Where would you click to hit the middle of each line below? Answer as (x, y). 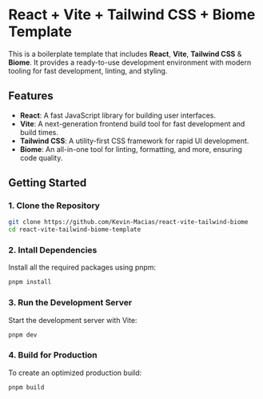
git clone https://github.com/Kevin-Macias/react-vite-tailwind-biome (128, 222)
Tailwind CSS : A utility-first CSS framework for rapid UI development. (134, 141)
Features (31, 96)
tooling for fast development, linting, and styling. (88, 70)
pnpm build (26, 387)
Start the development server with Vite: (73, 320)
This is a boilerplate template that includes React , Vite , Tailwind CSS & (125, 54)
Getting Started (48, 183)
